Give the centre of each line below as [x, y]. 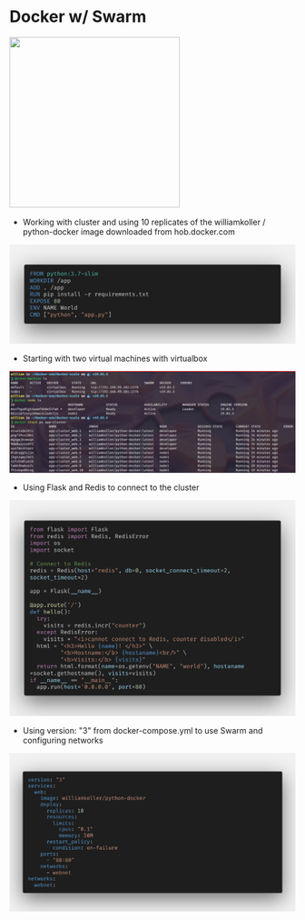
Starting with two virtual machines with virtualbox [115, 359]
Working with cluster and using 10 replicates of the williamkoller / [144, 222]
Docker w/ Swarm [78, 17]
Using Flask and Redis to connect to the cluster [111, 487]
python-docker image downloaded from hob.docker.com [129, 231]
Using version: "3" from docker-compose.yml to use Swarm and [143, 730]
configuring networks [63, 740]
